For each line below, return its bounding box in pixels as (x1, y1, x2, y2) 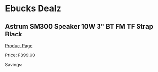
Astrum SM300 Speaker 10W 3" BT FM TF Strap (5, 22, 154, 31)
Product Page (5, 43, 33, 49)
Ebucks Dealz (5, 3, 62, 14)
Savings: (5, 62, 23, 67)
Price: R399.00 (5, 52, 35, 58)
